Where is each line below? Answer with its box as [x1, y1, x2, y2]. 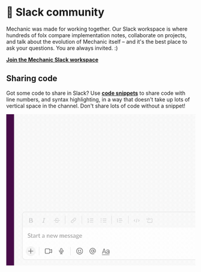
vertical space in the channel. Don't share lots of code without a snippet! [6, 102, 186, 109]
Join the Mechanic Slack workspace [6, 56, 99, 63]
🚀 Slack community [6, 5, 105, 19]
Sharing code [6, 73, 58, 83]
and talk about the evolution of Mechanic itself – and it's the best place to [6, 38, 188, 45]
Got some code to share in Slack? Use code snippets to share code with [6, 89, 186, 97]
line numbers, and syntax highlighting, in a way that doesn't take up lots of [6, 95, 190, 103]
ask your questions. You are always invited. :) [6, 44, 118, 52]
